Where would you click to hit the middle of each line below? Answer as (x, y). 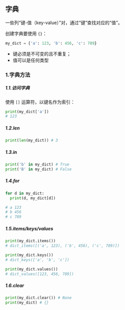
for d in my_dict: (25, 193)
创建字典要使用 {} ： (26, 33)
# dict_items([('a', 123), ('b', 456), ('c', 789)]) (62, 246)
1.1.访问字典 (18, 88)
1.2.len (12, 128)
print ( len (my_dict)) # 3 (32, 140)
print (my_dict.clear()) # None (39, 298)
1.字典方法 (18, 75)
